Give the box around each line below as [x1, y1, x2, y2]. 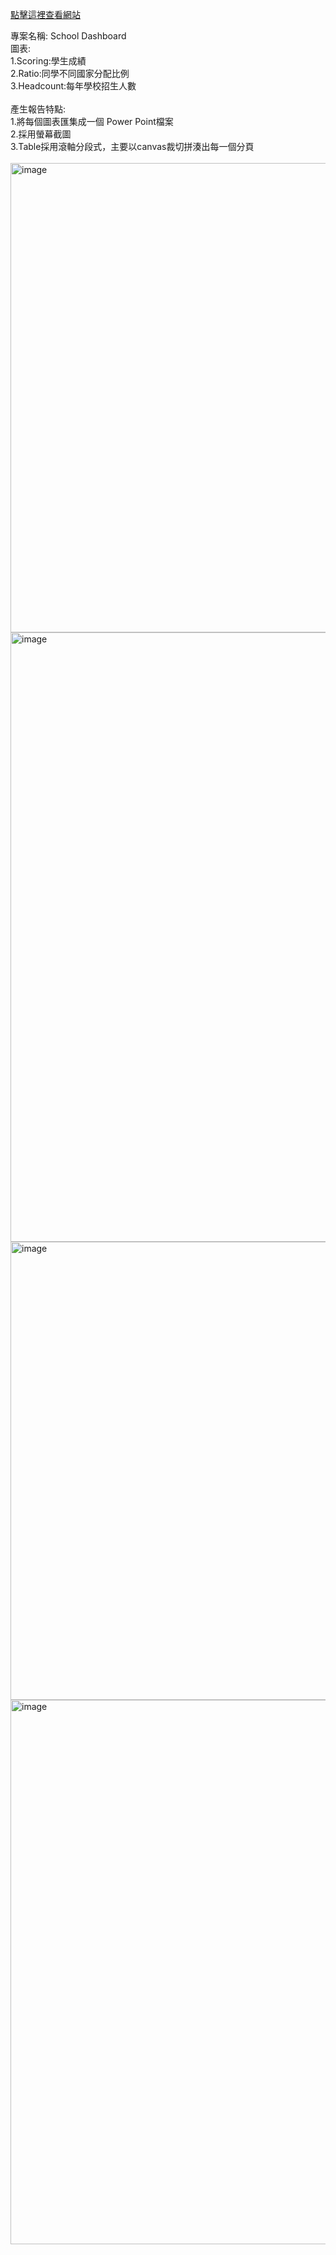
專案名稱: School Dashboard [10, 30, 127, 42]
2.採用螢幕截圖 [10, 128, 72, 140]
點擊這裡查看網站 [10, 9, 81, 20]
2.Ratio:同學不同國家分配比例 [10, 68, 130, 79]
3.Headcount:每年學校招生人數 [10, 80, 137, 92]
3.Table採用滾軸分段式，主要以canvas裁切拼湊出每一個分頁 [10, 141, 255, 152]
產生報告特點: [10, 103, 67, 115]
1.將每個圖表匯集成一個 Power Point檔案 [10, 116, 174, 127]
